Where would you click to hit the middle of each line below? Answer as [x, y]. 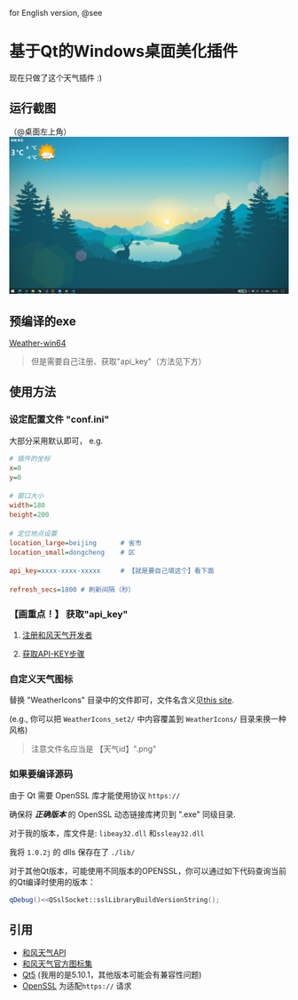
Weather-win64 [38, 343]
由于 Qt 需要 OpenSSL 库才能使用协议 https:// [94, 795]
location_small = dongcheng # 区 [72, 552]
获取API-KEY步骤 [53, 654]
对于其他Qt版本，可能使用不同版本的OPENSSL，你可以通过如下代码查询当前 [148, 870]
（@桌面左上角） [40, 131]
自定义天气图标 [41, 679]
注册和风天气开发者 [57, 635]
